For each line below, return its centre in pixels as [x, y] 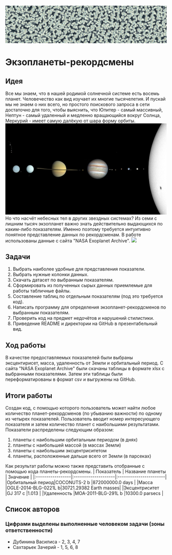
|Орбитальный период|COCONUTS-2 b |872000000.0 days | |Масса [79, 483]
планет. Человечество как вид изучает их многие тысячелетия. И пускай [85, 99]
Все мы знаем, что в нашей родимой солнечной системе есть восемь [82, 93]
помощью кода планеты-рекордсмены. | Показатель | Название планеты [86, 472]
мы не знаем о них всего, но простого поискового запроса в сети [78, 104]
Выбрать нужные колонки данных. [50, 275]
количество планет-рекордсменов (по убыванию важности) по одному [84, 413]
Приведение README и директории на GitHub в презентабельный [85, 323]
